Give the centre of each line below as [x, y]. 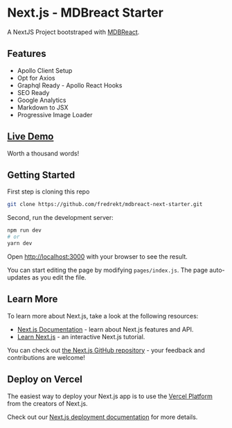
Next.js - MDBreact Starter [86, 13]
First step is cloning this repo [48, 191]
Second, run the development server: [60, 218]
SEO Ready [33, 92]
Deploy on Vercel [45, 379]
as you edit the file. [59, 277]
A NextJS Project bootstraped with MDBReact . [73, 32]
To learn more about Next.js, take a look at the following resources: [103, 316]
